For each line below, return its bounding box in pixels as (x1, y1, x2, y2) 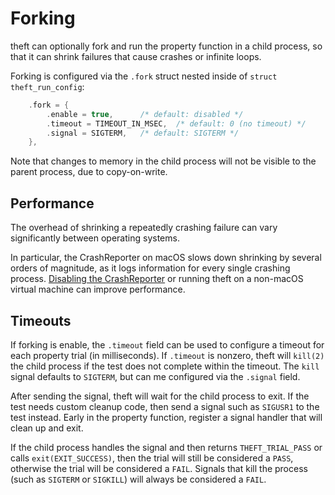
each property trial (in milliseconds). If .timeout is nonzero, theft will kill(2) (10, 349, 325, 361)
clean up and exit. (10, 422, 84, 434)
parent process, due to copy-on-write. (10, 166, 168, 178)
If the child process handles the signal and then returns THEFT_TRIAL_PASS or (10, 441, 323, 453)
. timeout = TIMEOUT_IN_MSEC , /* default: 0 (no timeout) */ (46, 118, 307, 129)
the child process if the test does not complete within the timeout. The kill (10, 360, 320, 372)
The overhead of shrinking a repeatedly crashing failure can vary (10, 222, 278, 234)
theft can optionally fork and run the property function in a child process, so (10, 40, 323, 52)
